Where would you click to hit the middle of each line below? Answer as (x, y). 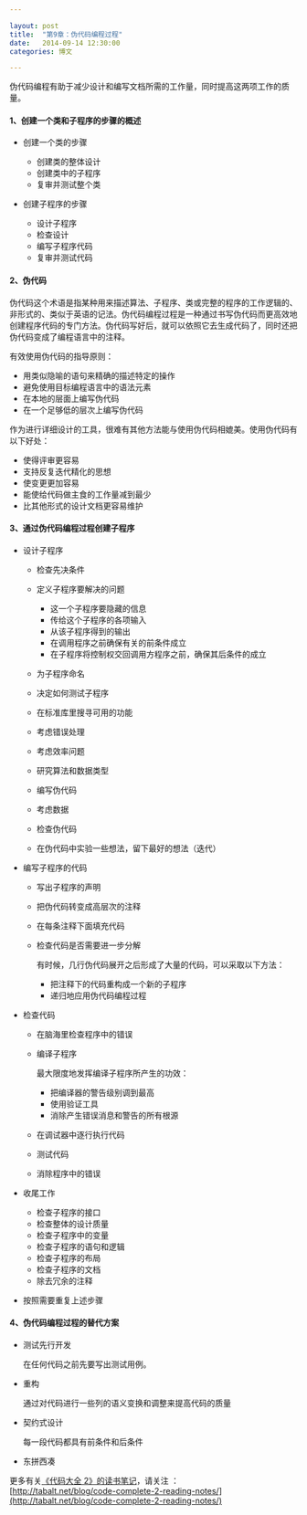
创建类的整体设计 (69, 162)
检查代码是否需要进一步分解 (89, 945)
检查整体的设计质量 (73, 1224)
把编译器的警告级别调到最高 (102, 1092)
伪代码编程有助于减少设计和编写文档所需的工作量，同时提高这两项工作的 (145, 87)
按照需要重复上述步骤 (63, 1300)
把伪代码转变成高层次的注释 (89, 906)
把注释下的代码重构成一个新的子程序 (118, 984)
